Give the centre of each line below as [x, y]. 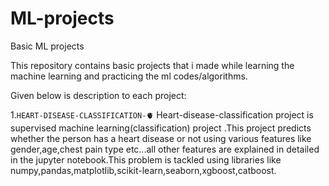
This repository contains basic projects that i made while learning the [152, 65]
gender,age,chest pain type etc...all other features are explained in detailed [165, 149]
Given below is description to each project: [98, 95]
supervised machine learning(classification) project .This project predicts [161, 128]
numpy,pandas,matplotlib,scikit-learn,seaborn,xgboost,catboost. [143, 170]
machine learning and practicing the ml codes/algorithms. [129, 76]
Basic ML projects [47, 46]
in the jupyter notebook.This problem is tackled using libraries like [146, 159]
